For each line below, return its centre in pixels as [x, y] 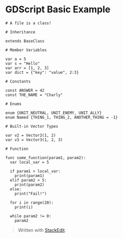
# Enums [14, 104]
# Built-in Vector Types [32, 126]
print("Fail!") [31, 193]
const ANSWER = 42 [25, 90]
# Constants [18, 81]
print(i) [24, 207]
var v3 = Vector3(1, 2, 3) [34, 140]
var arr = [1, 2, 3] [27, 68]
